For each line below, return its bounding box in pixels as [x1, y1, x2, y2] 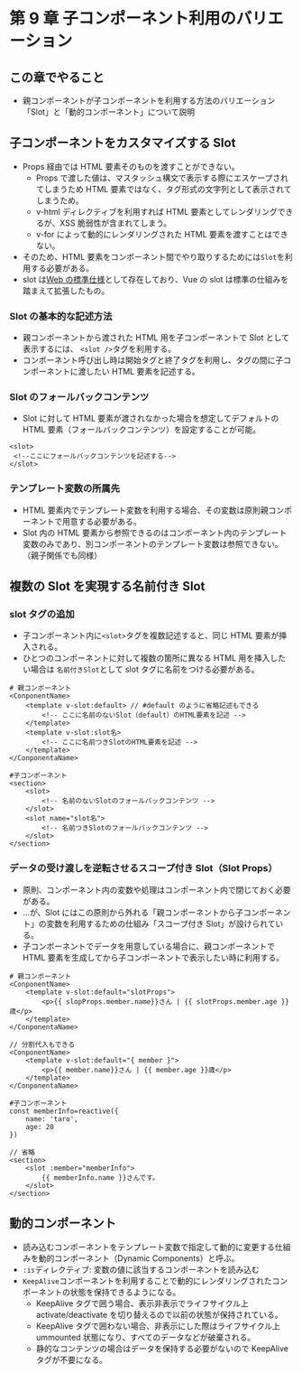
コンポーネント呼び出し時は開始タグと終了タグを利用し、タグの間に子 [22, 355, 284, 366]
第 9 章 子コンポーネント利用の [9, 8, 237, 29]
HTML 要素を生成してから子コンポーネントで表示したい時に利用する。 [22, 951, 285, 962]
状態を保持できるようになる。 [69, 1286, 181, 1297]
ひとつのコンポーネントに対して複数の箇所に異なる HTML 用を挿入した [22, 653, 287, 663]
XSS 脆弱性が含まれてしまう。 [59, 218, 172, 228]
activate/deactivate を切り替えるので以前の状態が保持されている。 [35, 1309, 283, 1320]
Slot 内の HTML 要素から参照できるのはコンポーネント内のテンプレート [22, 527, 288, 538]
